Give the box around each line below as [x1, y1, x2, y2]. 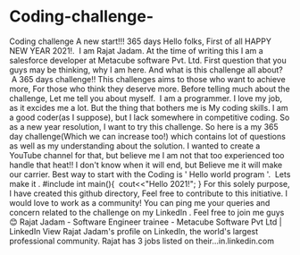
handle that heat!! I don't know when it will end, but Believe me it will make [9, 159, 283, 170]
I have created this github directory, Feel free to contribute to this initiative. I [9, 188, 288, 199]
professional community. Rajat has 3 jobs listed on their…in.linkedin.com [9, 235, 275, 246]
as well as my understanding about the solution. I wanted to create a [9, 140, 261, 151]
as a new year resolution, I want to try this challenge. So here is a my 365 [9, 121, 279, 132]
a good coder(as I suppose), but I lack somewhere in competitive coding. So [9, 112, 290, 123]
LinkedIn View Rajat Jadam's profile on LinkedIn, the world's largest [9, 225, 259, 236]
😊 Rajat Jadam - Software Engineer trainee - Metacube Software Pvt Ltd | [9, 217, 283, 227]
